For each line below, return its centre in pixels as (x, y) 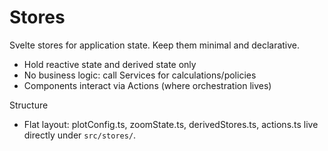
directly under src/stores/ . (80, 135)
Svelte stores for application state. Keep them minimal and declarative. (155, 45)
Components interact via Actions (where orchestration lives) (147, 85)
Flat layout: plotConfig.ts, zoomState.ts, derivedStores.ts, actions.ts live (171, 124)
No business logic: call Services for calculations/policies (140, 75)
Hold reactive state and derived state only (110, 64)
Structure (29, 105)
